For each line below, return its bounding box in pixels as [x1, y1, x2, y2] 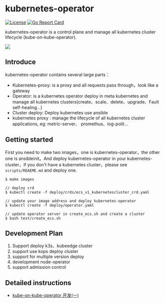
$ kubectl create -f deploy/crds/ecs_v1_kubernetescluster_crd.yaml [5, 190, 150, 195]
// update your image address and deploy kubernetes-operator [5, 199, 136, 203]
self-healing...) [12, 104, 43, 110]
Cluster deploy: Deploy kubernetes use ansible [12, 109, 108, 115]
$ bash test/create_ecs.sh [5, 216, 61, 221]
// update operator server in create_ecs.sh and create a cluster [5, 211, 145, 216]
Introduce [5, 58, 36, 66]
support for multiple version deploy [12, 253, 84, 260]
